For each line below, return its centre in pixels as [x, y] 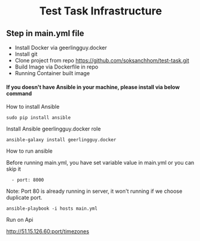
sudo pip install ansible [38, 118]
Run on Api [20, 220]
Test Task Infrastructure [101, 11]
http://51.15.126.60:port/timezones [48, 231]
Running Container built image [52, 73]
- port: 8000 [28, 180]
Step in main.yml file [45, 33]
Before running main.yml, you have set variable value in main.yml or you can [100, 163]
